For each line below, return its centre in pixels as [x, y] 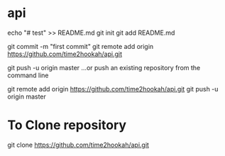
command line [28, 75]
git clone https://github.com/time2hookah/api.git [78, 145]
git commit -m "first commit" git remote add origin [81, 46]
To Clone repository [67, 125]
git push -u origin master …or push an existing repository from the [104, 67]
